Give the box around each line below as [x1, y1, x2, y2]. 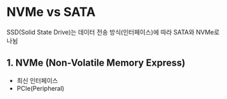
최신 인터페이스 [16, 76, 58, 84]
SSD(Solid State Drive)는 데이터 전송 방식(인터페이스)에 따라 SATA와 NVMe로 [6, 28, 220, 36]
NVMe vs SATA [6, 4, 96, 20]
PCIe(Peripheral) [16, 84, 65, 92]
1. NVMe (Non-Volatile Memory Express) [6, 57, 186, 69]
